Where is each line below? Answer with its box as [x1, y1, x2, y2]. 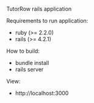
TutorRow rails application [6, 6, 72, 12]
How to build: [6, 47, 40, 55]
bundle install [15, 59, 49, 66]
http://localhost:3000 [15, 90, 69, 97]
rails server [15, 66, 44, 73]
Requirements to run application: [6, 17, 89, 24]
